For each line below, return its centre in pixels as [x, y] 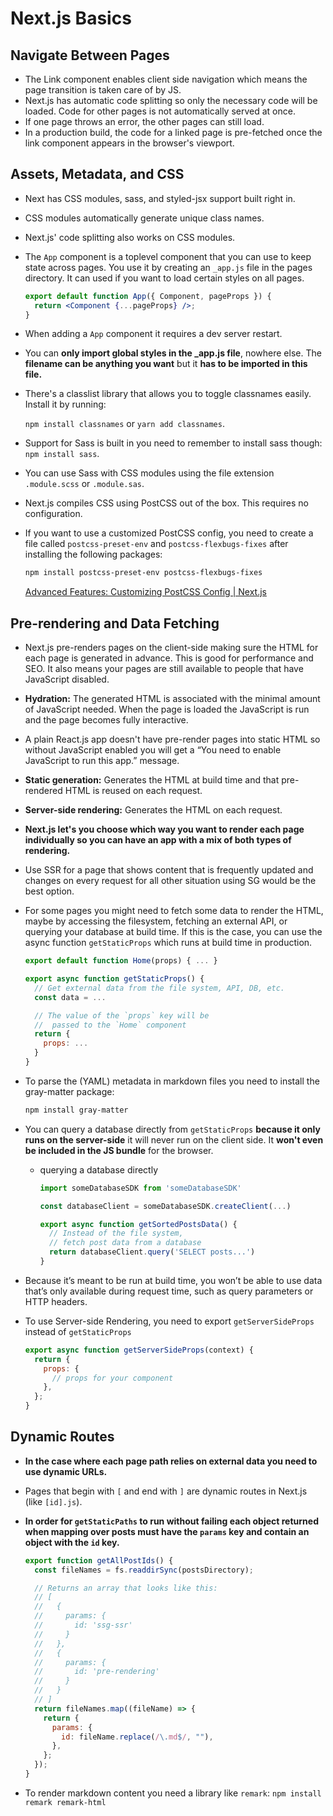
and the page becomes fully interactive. [106, 720]
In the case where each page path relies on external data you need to [171, 1461]
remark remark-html [65, 1802]
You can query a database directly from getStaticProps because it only [172, 1129]
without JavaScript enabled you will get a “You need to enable [153, 750]
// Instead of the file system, [116, 1233]
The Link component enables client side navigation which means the [166, 79]
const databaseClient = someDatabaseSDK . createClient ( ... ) [165, 1206]
